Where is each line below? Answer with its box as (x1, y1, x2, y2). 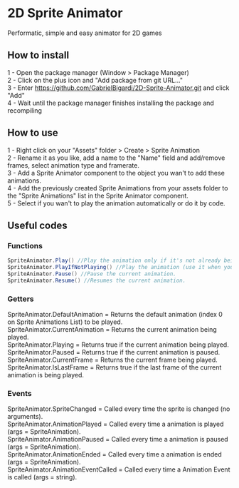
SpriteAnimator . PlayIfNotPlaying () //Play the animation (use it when (7, 264, 221, 271)
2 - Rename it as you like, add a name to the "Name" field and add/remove (7, 153, 225, 162)
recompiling (7, 106, 43, 115)
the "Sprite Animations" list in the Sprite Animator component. (7, 191, 188, 200)
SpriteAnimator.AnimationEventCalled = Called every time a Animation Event (7, 465, 230, 474)
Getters (7, 294, 34, 304)
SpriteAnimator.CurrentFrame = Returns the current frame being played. (7, 355, 218, 365)
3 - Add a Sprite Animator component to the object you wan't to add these (7, 168, 225, 177)
